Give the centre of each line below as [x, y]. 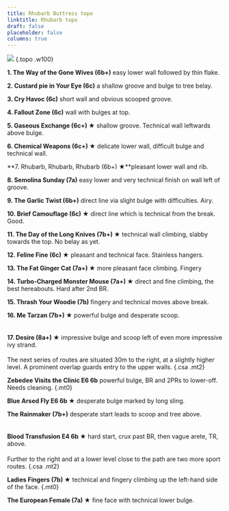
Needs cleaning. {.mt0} [40, 388]
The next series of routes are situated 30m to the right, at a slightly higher [111, 360]
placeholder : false [35, 33]
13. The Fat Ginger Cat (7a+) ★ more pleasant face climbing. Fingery [105, 269]
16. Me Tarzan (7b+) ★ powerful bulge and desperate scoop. [93, 315]
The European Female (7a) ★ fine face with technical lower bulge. [101, 500]
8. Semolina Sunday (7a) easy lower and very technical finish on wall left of [114, 180]
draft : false [26, 26]
